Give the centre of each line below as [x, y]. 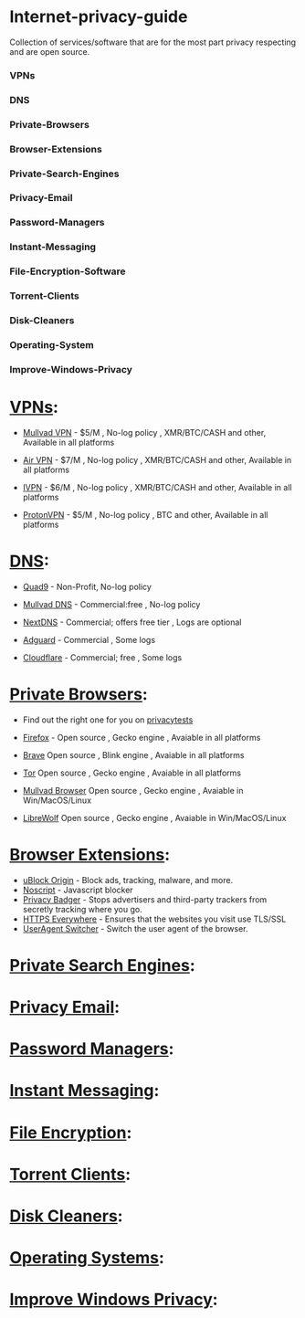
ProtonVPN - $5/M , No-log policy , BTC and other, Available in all [145, 514]
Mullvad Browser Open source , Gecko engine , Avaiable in [133, 790]
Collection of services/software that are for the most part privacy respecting [153, 42]
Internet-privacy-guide [99, 17]
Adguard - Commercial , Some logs [89, 639]
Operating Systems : [87, 1258]
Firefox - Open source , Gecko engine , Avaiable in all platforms [142, 737]
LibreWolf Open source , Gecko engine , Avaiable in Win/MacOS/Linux [154, 817]
